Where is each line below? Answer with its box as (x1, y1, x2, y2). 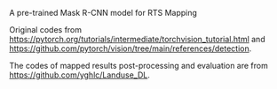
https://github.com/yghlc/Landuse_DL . (9, 70, 151, 80)
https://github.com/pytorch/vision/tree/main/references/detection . (9, 43, 252, 54)
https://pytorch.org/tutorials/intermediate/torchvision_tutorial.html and (9, 34, 265, 44)
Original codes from (9, 25, 83, 34)
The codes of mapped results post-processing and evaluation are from (9, 61, 268, 70)
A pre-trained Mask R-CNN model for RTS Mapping (9, 8, 198, 18)
